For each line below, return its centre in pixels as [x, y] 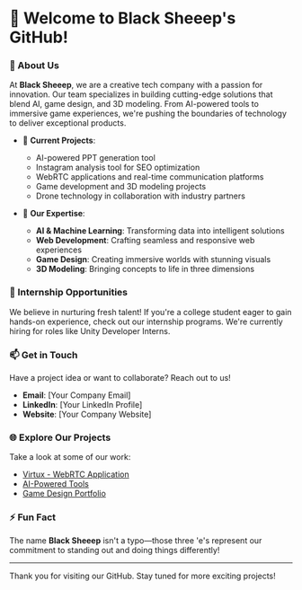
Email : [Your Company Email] [76, 395]
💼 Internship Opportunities [69, 293]
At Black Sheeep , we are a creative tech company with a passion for [136, 85]
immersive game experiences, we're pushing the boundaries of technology [148, 114]
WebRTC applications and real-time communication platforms [150, 177]
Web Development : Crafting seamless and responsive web [145, 241]
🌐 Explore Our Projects [60, 437]
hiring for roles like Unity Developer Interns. [90, 330]
